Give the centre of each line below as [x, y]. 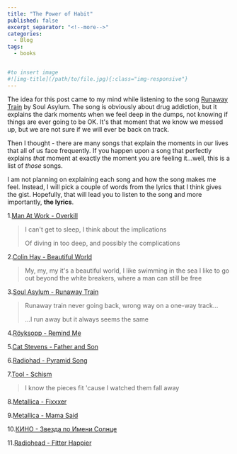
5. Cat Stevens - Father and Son [53, 346]
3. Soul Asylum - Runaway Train [53, 292]
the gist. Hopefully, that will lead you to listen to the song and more [105, 194]
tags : [15, 47]
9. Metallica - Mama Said [43, 415]
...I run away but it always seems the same [86, 319]
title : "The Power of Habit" [50, 14]
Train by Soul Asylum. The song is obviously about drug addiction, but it [112, 106]
